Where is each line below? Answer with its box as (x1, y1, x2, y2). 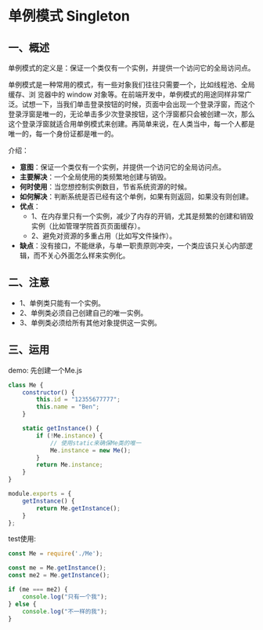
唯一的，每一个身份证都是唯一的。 (8, 129, 118, 138)
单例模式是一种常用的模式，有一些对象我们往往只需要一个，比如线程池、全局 (8, 80, 255, 89)
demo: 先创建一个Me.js (8, 365, 82, 375)
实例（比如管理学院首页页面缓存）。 (31, 222, 145, 230)
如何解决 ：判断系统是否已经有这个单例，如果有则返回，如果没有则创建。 (19, 192, 253, 201)
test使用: (8, 534, 37, 544)
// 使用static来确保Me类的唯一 (49, 439, 142, 447)
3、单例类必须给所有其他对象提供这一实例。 (19, 317, 162, 327)
